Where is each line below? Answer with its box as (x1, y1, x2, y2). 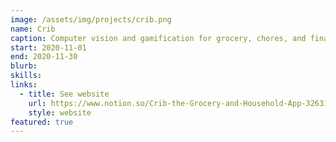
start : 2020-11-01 (10, 42, 87, 53)
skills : (10, 71, 43, 81)
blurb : (10, 61, 38, 71)
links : (10, 80, 38, 90)
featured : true (10, 117, 74, 127)
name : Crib (10, 24, 56, 34)
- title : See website (19, 89, 110, 99)
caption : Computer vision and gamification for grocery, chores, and (10, 33, 307, 43)
